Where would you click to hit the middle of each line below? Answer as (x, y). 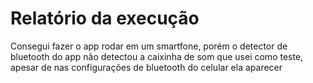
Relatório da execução (105, 18)
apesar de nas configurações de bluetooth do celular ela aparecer (146, 67)
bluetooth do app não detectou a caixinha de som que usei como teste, (157, 56)
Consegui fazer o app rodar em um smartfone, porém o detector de (149, 46)
